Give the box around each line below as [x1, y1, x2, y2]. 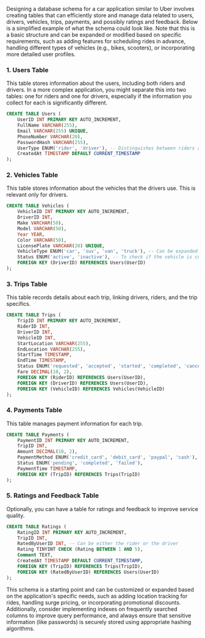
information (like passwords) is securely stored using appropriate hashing [6, 618, 192, 625]
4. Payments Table [6, 406, 63, 415]
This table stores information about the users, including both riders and [6, 79, 185, 87]
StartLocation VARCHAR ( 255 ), [17, 340, 92, 347]
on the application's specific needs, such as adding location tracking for [6, 592, 188, 600]
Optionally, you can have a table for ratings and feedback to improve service [6, 505, 198, 512]
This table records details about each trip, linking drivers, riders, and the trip [6, 294, 198, 301]
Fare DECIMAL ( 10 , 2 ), [17, 369, 72, 375]
